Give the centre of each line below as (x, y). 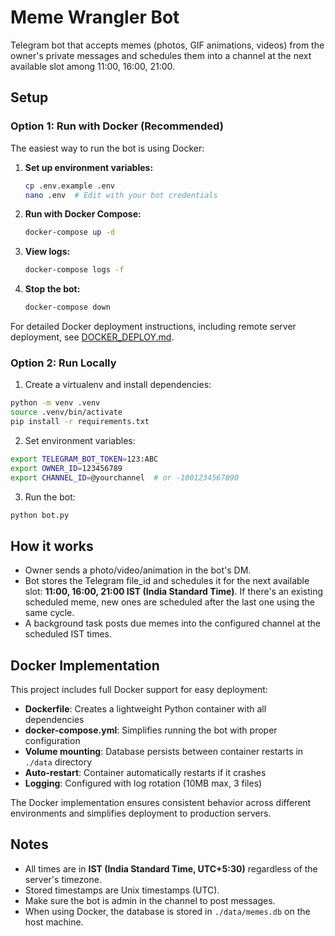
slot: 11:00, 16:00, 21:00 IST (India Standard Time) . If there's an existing (174, 592)
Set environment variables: (80, 440)
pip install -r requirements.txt (80, 422)
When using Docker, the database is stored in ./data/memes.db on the (167, 911)
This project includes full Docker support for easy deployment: (139, 690)
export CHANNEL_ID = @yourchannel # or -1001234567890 (125, 477)
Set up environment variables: (89, 167)
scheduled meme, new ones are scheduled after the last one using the (169, 602)
